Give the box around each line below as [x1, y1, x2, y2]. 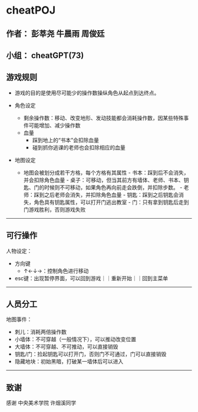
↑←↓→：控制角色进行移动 [23, 267, 89, 274]
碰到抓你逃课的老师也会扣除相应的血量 [32, 144, 126, 151]
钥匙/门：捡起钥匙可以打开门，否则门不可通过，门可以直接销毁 [14, 351, 167, 358]
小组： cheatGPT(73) [6, 50, 84, 60]
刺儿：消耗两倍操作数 [14, 329, 67, 336]
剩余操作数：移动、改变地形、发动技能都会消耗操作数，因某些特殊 [23, 114, 184, 121]
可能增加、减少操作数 [28, 122, 81, 129]
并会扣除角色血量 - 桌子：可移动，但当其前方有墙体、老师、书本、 [23, 176, 184, 183]
